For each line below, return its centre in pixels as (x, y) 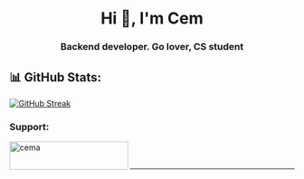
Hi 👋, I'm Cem (152, 19)
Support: (29, 127)
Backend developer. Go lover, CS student (152, 47)
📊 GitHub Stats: (56, 77)
